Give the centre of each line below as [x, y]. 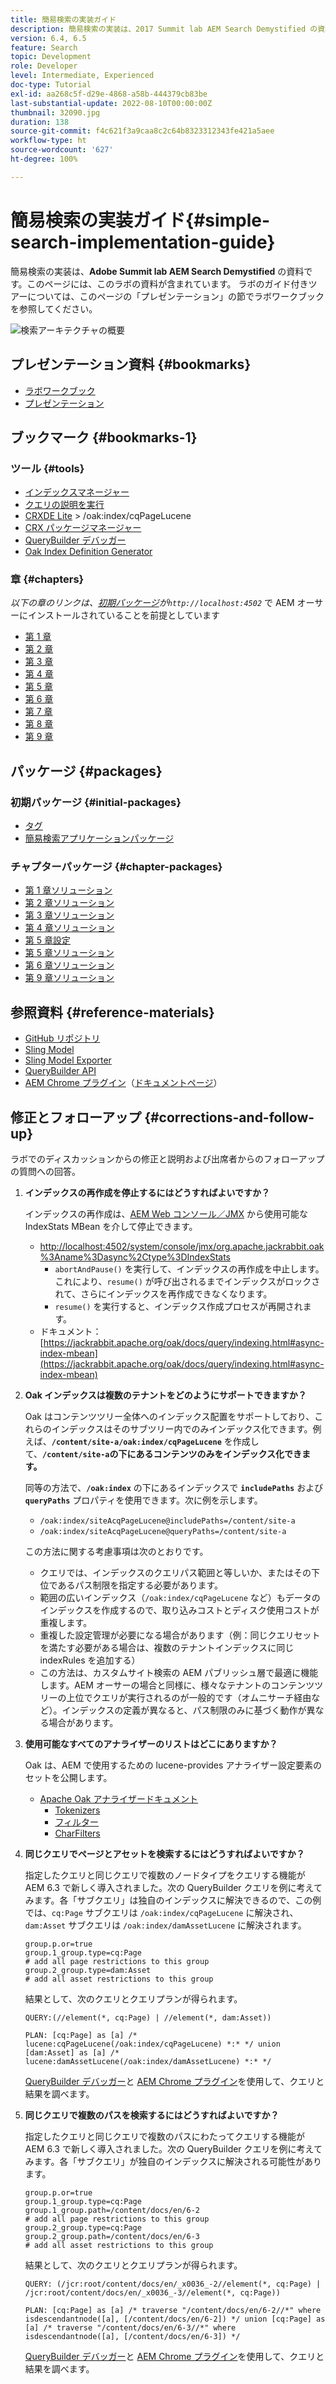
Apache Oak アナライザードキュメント [119, 1799]
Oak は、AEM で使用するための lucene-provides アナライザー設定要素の [173, 1765]
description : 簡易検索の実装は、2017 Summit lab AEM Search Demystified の [164, 29]
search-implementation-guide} [143, 242]
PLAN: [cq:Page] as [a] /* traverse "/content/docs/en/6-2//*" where [173, 2311]
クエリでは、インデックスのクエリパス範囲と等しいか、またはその [175, 1573]
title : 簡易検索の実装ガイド [63, 19]
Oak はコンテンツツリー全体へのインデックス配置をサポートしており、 [169, 1417]
